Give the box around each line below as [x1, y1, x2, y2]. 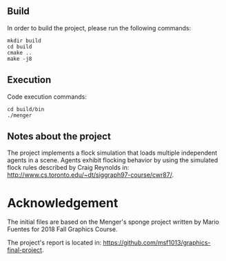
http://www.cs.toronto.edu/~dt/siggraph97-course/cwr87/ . [7, 171, 174, 179]
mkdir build [7, 37, 41, 44]
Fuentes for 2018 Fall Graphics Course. [7, 225, 118, 233]
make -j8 [7, 55, 32, 62]
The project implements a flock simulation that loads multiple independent [7, 148, 218, 157]
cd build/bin [7, 106, 45, 113]
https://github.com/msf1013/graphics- [103, 238, 211, 247]
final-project [7, 246, 43, 254]
